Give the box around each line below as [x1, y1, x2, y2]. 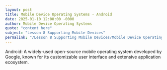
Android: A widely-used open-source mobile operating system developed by [5, 48, 162, 55]
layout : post [5, 7, 32, 12]
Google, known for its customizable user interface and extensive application [5, 54, 161, 60]
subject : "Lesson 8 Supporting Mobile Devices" [5, 30, 106, 35]
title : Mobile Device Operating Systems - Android [5, 12, 112, 17]
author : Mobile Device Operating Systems [5, 21, 92, 26]
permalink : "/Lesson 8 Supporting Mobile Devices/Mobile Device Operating [5, 35, 164, 40]
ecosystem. [5, 59, 29, 65]
